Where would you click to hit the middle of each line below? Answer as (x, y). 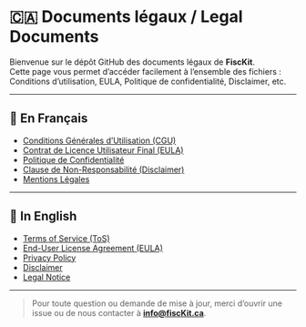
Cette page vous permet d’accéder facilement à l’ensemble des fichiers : (146, 71)
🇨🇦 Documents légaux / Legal (126, 17)
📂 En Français (49, 119)
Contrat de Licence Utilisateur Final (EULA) (103, 150)
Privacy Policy (49, 258)
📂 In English (43, 216)
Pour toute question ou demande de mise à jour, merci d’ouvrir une (157, 303)
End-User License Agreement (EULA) (93, 248)
